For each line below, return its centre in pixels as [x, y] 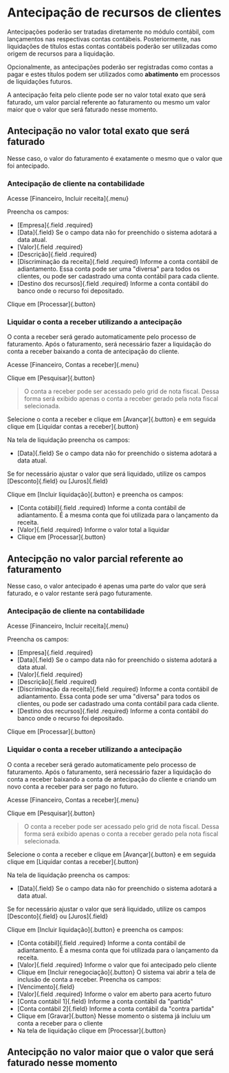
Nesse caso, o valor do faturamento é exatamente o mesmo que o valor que [115, 158]
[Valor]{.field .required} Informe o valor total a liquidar [93, 530]
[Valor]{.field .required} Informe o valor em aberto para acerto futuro [114, 994]
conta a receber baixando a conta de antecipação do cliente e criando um [112, 779]
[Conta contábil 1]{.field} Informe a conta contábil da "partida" [105, 1001]
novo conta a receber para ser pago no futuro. [73, 786]
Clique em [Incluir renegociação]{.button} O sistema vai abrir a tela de [116, 972]
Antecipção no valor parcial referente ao [95, 558]
